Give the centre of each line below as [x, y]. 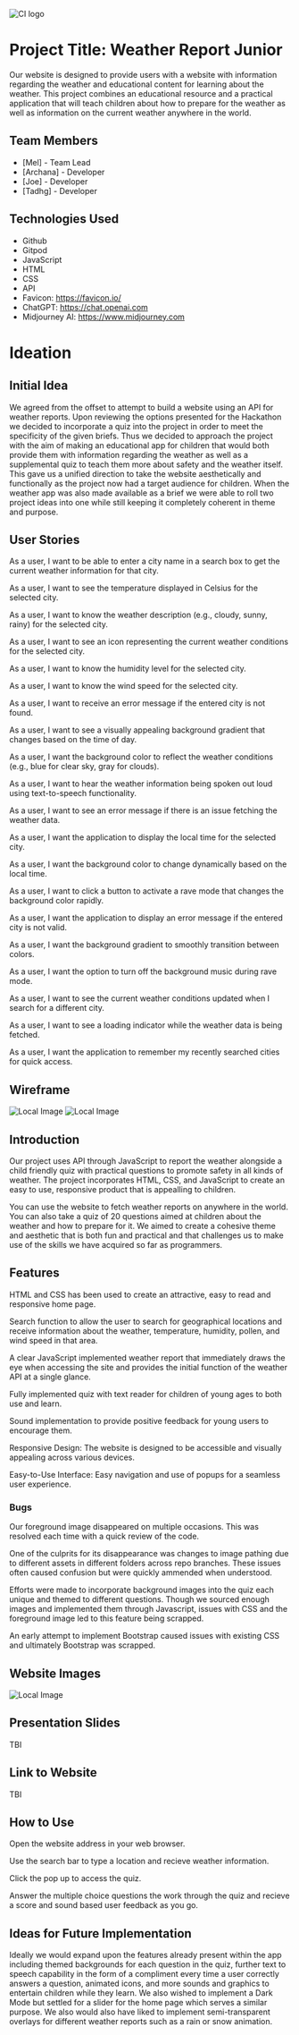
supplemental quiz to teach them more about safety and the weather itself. [146, 464]
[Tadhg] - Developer [60, 191]
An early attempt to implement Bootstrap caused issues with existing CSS [145, 1636]
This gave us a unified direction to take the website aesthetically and [135, 473]
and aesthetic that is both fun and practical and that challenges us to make [146, 1235]
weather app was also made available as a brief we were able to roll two [141, 493]
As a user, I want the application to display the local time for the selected [143, 837]
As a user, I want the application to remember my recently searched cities [145, 1052]
